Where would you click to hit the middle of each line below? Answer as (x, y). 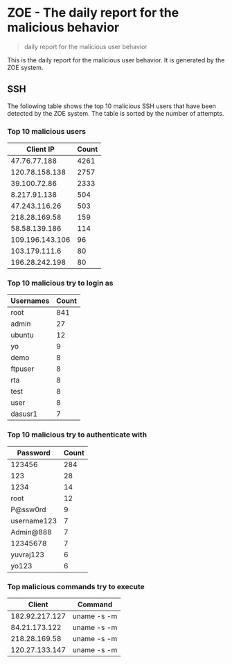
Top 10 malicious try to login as (60, 283)
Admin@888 (31, 532)
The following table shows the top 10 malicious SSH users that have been (112, 106)
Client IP (41, 149)
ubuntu (22, 335)
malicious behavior (63, 27)
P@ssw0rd (28, 509)
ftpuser (23, 369)
